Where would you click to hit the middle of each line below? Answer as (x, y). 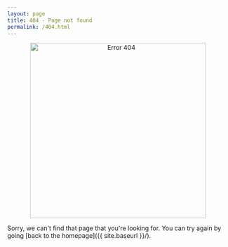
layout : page (26, 14)
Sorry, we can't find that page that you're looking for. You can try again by (114, 228)
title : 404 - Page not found (50, 20)
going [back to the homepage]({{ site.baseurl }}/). (79, 236)
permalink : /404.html (39, 27)
